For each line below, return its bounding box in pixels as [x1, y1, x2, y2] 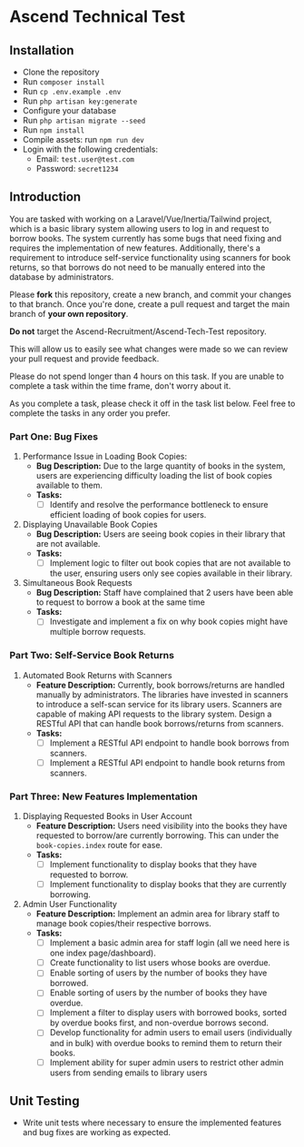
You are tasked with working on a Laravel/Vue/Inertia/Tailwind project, [9, 213, 272, 224]
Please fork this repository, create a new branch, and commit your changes [9, 289, 292, 300]
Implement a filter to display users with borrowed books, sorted [49, 1007, 288, 1018]
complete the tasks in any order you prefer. [9, 407, 171, 419]
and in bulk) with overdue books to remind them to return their [49, 1037, 283, 1048]
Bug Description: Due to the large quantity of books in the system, [35, 460, 286, 471]
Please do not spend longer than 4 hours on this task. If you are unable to [9, 371, 284, 381]
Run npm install [22, 124, 85, 135]
